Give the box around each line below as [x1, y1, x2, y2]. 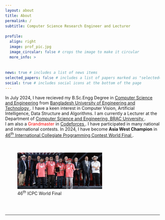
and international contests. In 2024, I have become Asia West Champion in [5, 126, 158, 132]
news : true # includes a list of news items [5, 70, 98, 75]
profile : [5, 34, 23, 39]
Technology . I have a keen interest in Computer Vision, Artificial [5, 105, 135, 111]
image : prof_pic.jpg [9, 44, 52, 49]
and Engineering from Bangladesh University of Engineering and [5, 100, 136, 106]
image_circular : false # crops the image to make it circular [9, 49, 139, 54]
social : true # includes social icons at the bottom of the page [5, 81, 141, 86]
